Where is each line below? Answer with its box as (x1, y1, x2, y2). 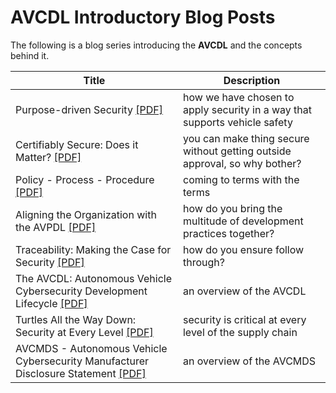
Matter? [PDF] (15, 150, 82, 164)
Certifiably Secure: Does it (15, 137, 139, 151)
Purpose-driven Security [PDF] (15, 102, 163, 116)
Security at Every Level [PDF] (15, 325, 154, 339)
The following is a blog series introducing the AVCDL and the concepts (10, 39, 303, 51)
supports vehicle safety (182, 115, 293, 129)
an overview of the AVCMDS (182, 354, 317, 368)
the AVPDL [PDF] (15, 220, 97, 234)
